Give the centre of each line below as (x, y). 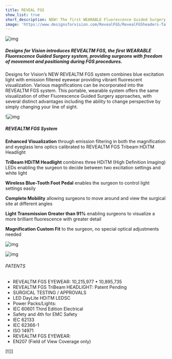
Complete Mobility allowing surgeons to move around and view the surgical (85, 198)
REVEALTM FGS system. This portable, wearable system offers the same (82, 91)
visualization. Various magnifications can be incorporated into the (74, 85)
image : (12, 24)
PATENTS (15, 266)
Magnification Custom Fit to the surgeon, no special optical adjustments (82, 229)
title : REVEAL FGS (25, 10)
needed (13, 234)
